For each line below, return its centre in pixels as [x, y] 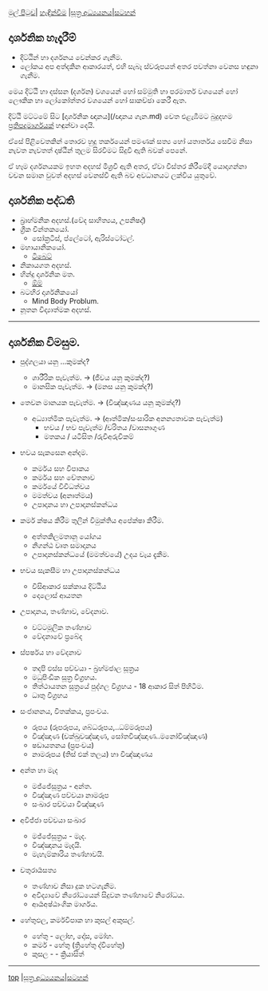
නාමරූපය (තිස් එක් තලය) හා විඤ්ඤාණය [92, 754]
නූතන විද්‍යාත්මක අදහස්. [55, 309]
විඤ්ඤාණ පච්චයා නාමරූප [70, 795]
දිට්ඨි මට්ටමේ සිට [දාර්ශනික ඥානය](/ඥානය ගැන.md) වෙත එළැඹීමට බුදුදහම [120, 116]
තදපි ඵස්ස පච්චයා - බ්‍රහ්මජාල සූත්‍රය [85, 668]
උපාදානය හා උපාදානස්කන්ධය [75, 504]
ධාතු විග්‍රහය [50, 695]
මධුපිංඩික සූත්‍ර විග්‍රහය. [64, 677]
